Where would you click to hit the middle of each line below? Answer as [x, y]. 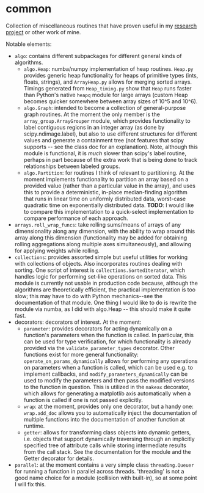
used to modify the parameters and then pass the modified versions [109, 380]
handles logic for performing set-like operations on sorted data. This [100, 276]
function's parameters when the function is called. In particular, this [108, 335]
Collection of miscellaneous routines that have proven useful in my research [101, 26]
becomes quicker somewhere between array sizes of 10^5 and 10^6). [111, 101]
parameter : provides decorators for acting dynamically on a [98, 328]
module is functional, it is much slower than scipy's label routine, [105, 153]
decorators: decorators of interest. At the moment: [78, 322]
